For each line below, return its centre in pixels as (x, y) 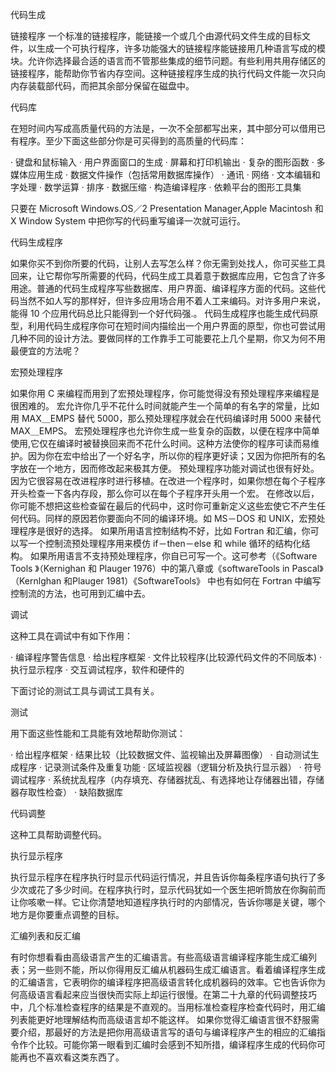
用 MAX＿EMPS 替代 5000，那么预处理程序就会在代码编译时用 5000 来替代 (166, 418)
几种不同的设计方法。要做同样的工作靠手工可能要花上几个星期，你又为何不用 (168, 338)
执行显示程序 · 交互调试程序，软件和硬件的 (97, 669)
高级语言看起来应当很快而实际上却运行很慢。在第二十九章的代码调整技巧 (167, 994)
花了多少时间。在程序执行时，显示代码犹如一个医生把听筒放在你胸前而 (181, 889)
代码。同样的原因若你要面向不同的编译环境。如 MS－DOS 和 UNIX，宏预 (167, 518)
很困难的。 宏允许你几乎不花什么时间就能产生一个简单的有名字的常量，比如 (165, 406)
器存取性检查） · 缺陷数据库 (66, 792)
